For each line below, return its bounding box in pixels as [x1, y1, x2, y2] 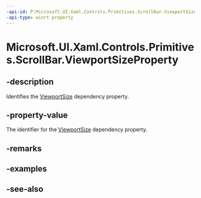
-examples [6, 164, 47, 174]
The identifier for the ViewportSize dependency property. [6, 126, 148, 133]
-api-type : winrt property [6, 14, 74, 20]
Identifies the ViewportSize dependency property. [6, 92, 129, 100]
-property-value [6, 110, 68, 120]
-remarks [6, 143, 42, 154]
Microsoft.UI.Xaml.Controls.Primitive [6, 40, 194, 54]
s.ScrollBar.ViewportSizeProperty [6, 53, 179, 67]
